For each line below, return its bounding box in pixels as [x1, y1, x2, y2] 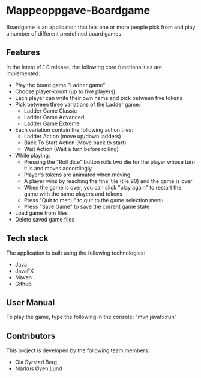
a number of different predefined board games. [6, 29, 123, 37]
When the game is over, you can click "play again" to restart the [23, 184, 182, 191]
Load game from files [14, 209, 68, 217]
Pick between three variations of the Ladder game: [14, 101, 141, 108]
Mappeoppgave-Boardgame [6, 4, 151, 17]
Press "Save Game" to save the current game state [23, 203, 150, 210]
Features [6, 48, 40, 58]
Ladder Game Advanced [23, 113, 85, 120]
